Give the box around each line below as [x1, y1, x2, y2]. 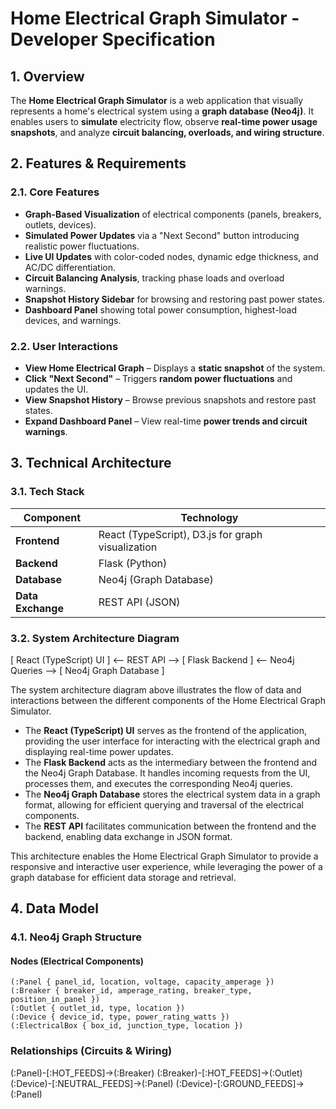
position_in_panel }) [10, 995, 101, 1005]
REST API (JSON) [98, 595, 181, 609]
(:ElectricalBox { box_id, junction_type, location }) [10, 1021, 244, 1031]
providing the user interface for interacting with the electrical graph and [24, 735, 320, 747]
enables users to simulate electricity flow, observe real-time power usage [10, 116, 318, 127]
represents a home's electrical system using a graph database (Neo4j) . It [10, 105, 314, 117]
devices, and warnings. [24, 314, 122, 326]
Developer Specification [10, 28, 216, 51]
